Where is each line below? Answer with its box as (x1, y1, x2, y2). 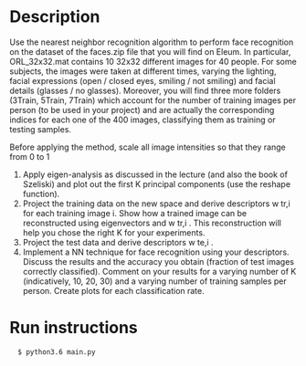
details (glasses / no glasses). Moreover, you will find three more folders (9, 85, 281, 96)
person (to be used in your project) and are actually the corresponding (9, 104, 275, 115)
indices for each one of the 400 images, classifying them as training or (9, 114, 276, 125)
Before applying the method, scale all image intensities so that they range (9, 141, 286, 152)
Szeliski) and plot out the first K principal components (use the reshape (22, 178, 290, 189)
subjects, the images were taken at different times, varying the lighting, (9, 66, 277, 77)
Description (9, 6, 100, 27)
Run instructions (9, 318, 139, 339)
